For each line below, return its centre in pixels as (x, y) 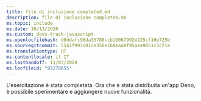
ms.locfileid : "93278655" (39, 68)
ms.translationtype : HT (37, 51)
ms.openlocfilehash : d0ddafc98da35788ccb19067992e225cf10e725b (88, 40)
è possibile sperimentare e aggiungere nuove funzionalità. (79, 92)
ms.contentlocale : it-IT (38, 57)
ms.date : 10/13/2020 (33, 29)
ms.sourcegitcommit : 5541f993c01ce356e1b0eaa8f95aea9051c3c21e (88, 46)
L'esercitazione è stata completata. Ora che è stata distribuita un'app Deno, (101, 85)
